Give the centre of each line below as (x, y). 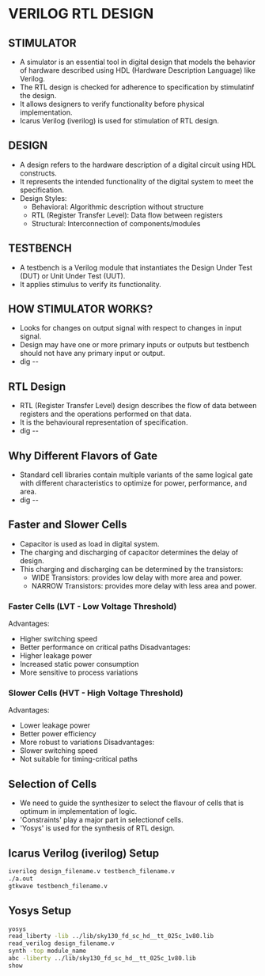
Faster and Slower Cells (68, 525)
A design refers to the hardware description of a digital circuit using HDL (138, 165)
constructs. (38, 173)
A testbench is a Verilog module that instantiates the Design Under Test (136, 267)
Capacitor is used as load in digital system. (89, 543)
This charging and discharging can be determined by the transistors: (131, 569)
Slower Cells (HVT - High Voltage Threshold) (96, 693)
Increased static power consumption (79, 664)
